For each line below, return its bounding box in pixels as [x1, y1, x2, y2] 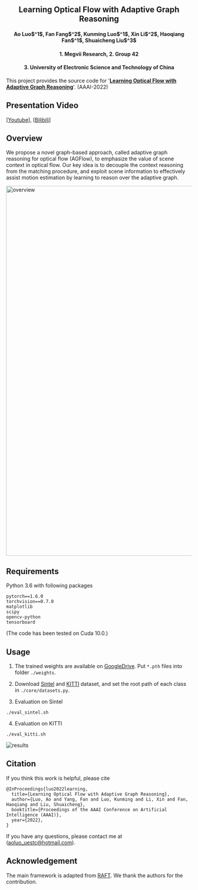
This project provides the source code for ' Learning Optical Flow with [6, 77, 177, 84]
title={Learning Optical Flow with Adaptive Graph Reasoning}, [11, 791, 170, 797]
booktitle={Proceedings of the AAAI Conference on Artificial [11, 807, 167, 812]
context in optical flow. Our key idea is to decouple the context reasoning [6, 162, 184, 169]
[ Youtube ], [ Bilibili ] [6, 116, 51, 123]
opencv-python [6, 614, 41, 620]
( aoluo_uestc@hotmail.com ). [6, 839, 75, 846]
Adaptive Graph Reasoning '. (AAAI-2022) [6, 83, 108, 91]
